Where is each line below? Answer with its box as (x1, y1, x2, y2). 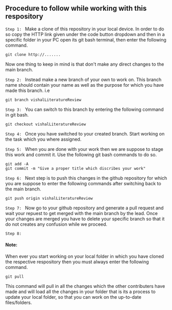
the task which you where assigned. (5, 136, 82, 142)
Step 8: (5, 231, 22, 236)
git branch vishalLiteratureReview (5, 97, 82, 102)
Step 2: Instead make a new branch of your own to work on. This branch (5, 76, 162, 83)
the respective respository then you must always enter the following (5, 259, 149, 265)
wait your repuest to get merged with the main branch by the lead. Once (5, 210, 158, 216)
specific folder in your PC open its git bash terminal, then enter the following (5, 36, 167, 43)
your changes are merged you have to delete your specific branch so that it (5, 216, 165, 222)
